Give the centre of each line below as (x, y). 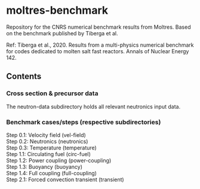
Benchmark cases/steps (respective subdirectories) (84, 122)
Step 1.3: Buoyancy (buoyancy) (44, 167)
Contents (24, 76)
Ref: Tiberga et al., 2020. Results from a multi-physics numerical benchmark (100, 45)
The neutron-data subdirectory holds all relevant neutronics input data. (93, 106)
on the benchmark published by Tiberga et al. (62, 33)
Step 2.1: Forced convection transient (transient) (65, 179)
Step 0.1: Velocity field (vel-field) (46, 135)
